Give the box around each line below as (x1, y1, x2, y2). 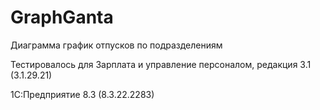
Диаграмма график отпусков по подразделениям (10, 39, 223, 51)
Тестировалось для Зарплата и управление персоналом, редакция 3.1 (10, 58, 312, 70)
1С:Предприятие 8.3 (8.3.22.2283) (10, 88, 155, 100)
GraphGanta (10, 6, 114, 29)
